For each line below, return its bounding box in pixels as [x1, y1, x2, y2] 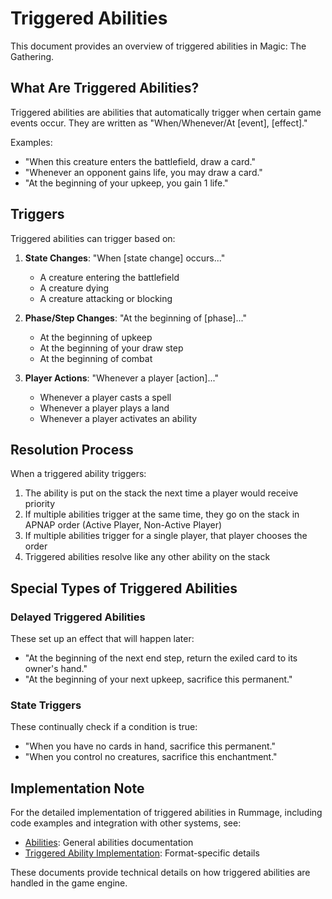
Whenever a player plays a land [39, 402, 170, 414]
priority [24, 498, 56, 510]
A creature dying [39, 282, 110, 294]
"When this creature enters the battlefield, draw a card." [24, 155, 256, 167]
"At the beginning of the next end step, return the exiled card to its [24, 652, 298, 664]
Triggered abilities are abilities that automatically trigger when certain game [10, 106, 322, 118]
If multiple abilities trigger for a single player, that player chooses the [24, 530, 308, 542]
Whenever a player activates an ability [39, 412, 198, 424]
